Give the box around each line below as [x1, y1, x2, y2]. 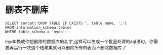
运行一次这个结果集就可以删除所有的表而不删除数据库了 [13, 44, 126, 50]
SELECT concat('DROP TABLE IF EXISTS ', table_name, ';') [5, 20, 127, 26]
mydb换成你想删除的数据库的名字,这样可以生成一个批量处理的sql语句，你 [5, 38, 154, 44]
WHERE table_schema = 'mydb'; [5, 29, 68, 34]
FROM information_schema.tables [5, 25, 72, 30]
